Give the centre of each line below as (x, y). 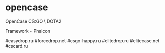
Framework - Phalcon (28, 31)
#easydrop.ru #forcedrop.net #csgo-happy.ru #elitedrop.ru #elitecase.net (82, 41)
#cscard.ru (17, 46)
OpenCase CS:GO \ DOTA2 (34, 21)
